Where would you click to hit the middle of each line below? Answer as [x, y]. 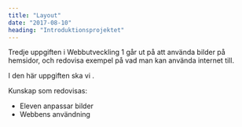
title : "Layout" [35, 15]
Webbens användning [55, 114]
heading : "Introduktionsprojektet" [66, 30]
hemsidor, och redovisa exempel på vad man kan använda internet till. [121, 60]
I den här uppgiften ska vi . [51, 76]
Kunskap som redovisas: [48, 91]
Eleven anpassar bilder [57, 106]
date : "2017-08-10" [40, 23]
